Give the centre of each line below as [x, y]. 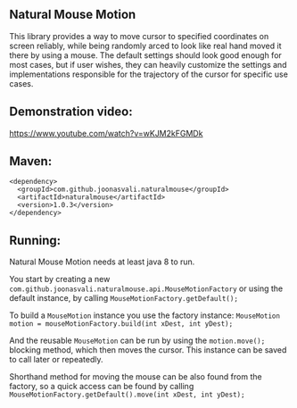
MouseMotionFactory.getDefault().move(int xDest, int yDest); [127, 395]
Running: [35, 240]
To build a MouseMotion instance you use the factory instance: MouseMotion [145, 315]
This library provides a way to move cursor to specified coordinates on [139, 36]
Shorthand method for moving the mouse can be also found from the [136, 377]
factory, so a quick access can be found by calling [102, 387]
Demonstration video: [71, 112]
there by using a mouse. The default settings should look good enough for [146, 55]
